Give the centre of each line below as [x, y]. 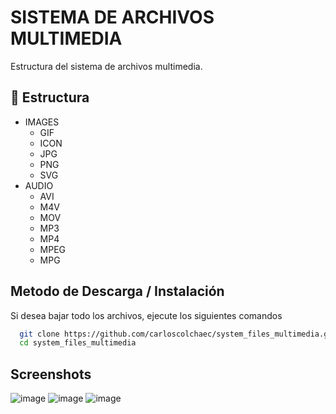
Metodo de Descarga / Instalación [117, 291]
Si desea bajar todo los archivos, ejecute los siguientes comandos [146, 315]
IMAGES [42, 122]
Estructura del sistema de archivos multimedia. [106, 66]
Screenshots [51, 374]
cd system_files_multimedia [78, 343]
